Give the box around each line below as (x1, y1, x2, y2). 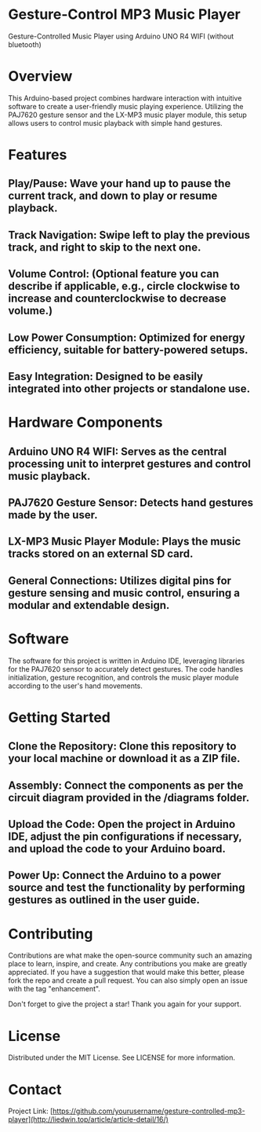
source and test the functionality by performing (8, 881, 245, 895)
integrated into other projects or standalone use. (8, 383, 251, 396)
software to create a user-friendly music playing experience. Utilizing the (8, 101, 244, 111)
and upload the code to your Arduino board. (8, 842, 226, 855)
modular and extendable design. (8, 599, 170, 612)
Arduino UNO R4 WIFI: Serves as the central (8, 445, 227, 458)
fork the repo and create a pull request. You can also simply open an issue (8, 976, 248, 985)
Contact (8, 1080, 62, 1098)
